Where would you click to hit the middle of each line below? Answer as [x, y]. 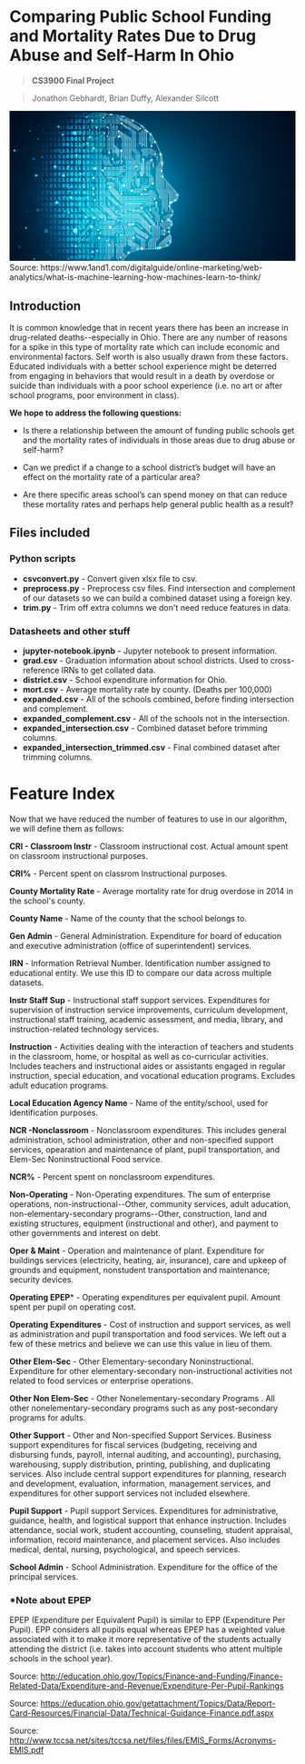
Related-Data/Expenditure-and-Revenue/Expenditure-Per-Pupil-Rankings [147, 1686]
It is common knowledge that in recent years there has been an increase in [149, 328]
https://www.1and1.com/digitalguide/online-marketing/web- [152, 268]
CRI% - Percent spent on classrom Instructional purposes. [118, 873]
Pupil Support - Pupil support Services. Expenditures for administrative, [144, 1510]
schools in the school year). [61, 1659]
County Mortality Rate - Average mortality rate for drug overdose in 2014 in [151, 891]
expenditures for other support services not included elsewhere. [130, 1493]
